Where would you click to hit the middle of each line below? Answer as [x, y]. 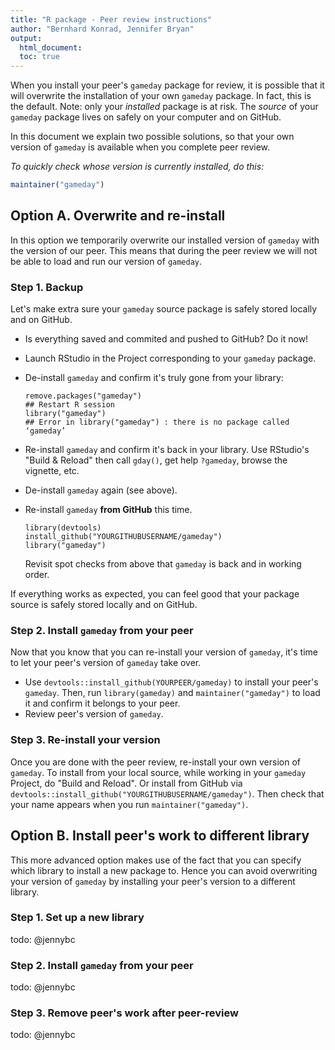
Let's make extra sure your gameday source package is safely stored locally [164, 309]
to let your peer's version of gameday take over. [106, 663]
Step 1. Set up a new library [77, 918]
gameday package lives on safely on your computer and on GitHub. [146, 117]
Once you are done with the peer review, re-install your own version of [156, 762]
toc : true [39, 57]
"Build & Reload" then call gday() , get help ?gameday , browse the [156, 460]
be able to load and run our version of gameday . [106, 261]
